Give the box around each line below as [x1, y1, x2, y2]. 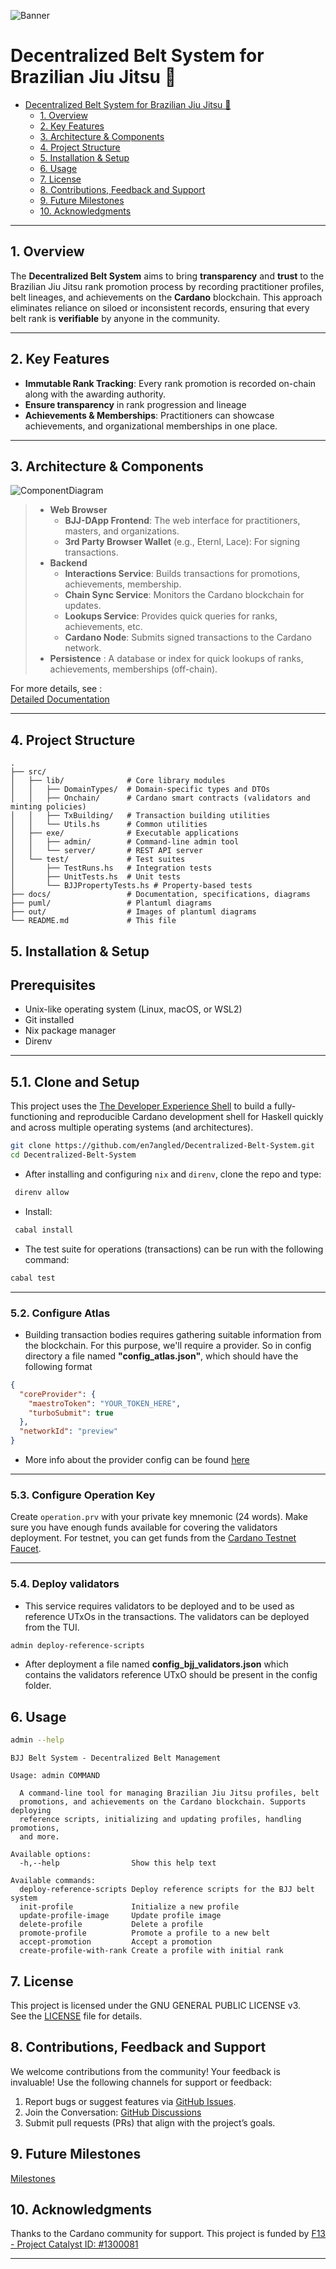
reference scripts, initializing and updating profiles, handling [19, 1815, 302, 1825]
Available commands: [10, 1876, 97, 1886]
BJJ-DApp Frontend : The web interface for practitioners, [64, 515, 301, 527]
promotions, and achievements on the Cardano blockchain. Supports [19, 1797, 307, 1807]
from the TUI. [24, 1621, 80, 1633]
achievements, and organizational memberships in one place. [24, 420, 278, 432]
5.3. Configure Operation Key [10, 1488, 156, 1502]
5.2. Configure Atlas [10, 1306, 111, 1320]
